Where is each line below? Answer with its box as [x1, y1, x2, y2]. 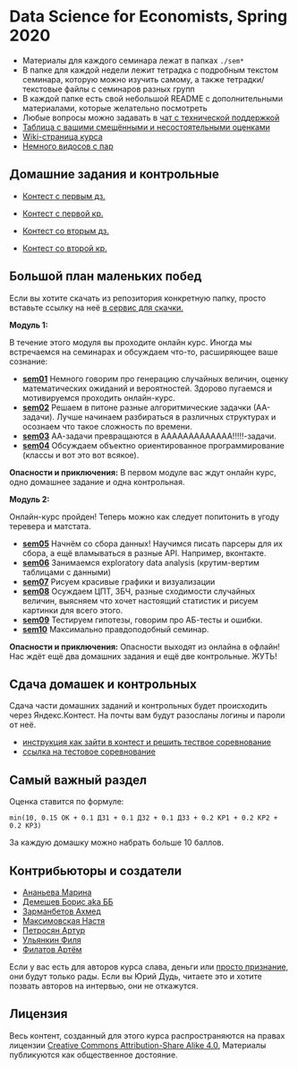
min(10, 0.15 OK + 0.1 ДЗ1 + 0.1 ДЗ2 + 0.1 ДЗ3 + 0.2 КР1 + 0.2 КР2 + [9, 813, 278, 822]
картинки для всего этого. [21, 604, 123, 615]
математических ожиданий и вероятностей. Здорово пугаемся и [21, 383, 273, 394]
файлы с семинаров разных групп [64, 83, 195, 94]
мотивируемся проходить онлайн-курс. [21, 392, 176, 403]
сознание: [9, 356, 48, 367]
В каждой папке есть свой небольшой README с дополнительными [21, 92, 284, 104]
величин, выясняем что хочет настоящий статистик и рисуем [21, 595, 259, 606]
